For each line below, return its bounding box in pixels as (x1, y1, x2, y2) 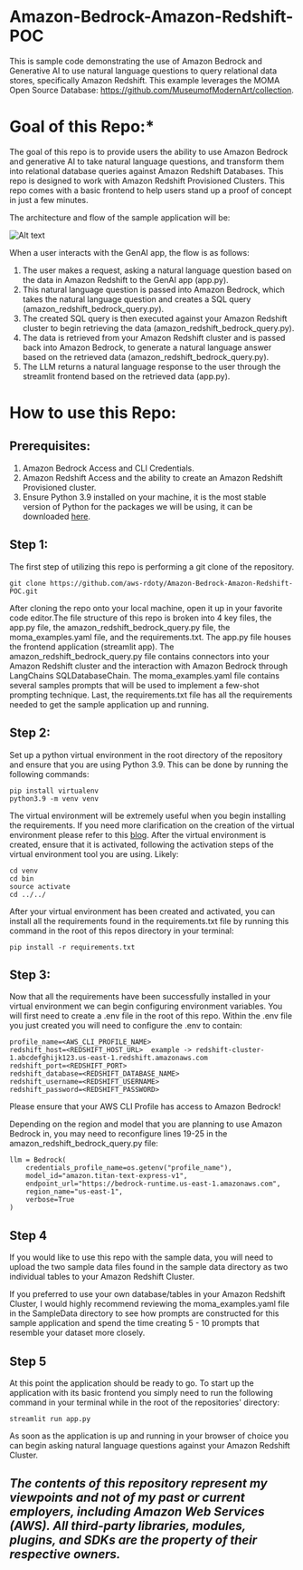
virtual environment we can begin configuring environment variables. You (9, 1000, 283, 1012)
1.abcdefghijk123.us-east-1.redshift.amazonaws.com (9, 1054, 208, 1063)
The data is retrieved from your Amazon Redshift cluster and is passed (22, 332, 286, 343)
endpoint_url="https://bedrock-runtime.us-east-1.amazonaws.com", (25, 1179, 281, 1189)
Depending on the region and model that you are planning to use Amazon (9, 1118, 283, 1130)
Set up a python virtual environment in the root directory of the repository (9, 749, 283, 760)
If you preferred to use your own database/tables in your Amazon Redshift (9, 1289, 286, 1300)
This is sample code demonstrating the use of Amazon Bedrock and (9, 55, 262, 66)
